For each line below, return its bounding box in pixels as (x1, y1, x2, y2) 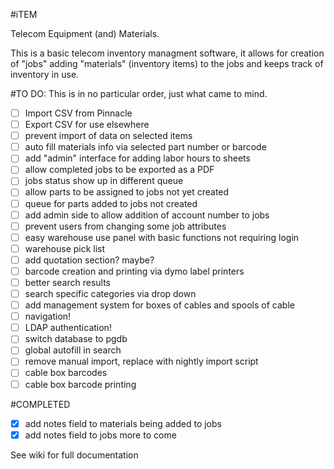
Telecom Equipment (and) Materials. (10, 28, 160, 39)
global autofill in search (24, 344, 122, 356)
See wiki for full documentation (10, 449, 139, 461)
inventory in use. (10, 69, 80, 80)
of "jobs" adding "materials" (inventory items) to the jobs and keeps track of (10, 58, 324, 69)
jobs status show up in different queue (24, 175, 184, 187)
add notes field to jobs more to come (24, 429, 177, 441)
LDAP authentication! (24, 322, 112, 334)
